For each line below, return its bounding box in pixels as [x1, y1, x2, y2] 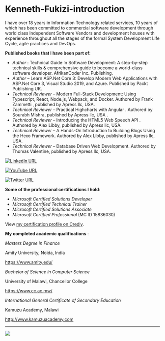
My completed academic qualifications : [5, 230, 89, 236]
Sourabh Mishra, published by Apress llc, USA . [12, 112, 108, 117]
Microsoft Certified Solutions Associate [12, 206, 92, 212]
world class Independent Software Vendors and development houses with [5, 30, 155, 36]
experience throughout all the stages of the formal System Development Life [5, 35, 160, 41]
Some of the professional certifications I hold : [5, 186, 101, 192]
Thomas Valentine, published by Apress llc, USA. [12, 148, 111, 154]
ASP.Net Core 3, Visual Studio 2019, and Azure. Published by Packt [12, 80, 148, 86]
